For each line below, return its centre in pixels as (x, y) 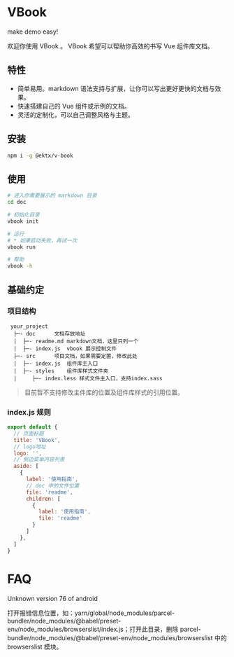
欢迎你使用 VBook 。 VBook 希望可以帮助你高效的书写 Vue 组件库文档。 (111, 46)
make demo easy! (33, 32)
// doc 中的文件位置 (52, 485)
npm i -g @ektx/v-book (40, 155)
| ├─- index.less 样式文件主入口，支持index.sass (88, 378)
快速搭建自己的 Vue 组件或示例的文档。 (74, 106)
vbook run (22, 247)
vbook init (23, 221)
